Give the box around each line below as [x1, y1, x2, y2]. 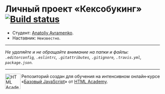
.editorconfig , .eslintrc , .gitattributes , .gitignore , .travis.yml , [5, 54, 141, 60]
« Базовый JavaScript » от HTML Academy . [21, 78, 108, 84]
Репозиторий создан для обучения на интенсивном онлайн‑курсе [21, 73, 160, 79]
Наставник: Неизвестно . [12, 35, 61, 41]
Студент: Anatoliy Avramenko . [12, 30, 74, 36]
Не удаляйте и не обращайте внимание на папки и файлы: [5, 49, 129, 55]
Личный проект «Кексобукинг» [5, 3, 142, 15]
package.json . [5, 59, 33, 65]
